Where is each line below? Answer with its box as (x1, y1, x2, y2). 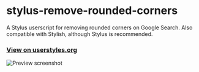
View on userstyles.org (6, 45, 78, 54)
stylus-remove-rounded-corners (6, 4, 178, 18)
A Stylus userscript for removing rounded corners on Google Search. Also (6, 24, 193, 31)
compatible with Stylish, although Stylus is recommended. (6, 30, 153, 37)
